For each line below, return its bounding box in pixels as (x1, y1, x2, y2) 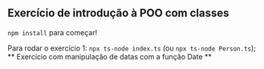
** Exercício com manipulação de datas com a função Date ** (7, 51, 212, 61)
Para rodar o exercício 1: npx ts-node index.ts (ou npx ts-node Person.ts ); (7, 43, 256, 53)
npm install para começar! (7, 27, 98, 37)
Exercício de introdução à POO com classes (7, 6, 229, 20)
